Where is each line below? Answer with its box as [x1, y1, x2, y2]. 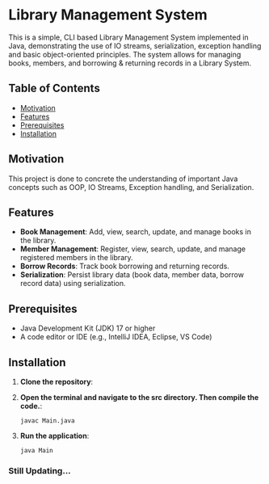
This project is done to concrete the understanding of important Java [8, 174, 238, 183]
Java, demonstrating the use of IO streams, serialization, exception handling [8, 40, 262, 50]
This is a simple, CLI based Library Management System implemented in [8, 32, 249, 42]
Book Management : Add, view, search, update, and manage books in [19, 227, 252, 237]
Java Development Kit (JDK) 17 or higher [19, 323, 156, 333]
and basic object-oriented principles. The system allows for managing [8, 49, 242, 59]
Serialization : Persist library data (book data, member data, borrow [19, 270, 245, 280]
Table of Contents [8, 82, 101, 95]
